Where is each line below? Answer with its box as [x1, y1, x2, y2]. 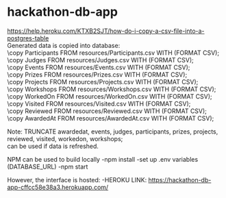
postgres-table [7, 34, 49, 42]
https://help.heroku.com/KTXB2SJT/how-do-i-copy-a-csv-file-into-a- [7, 27, 205, 35]
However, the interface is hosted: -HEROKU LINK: [7, 175, 147, 184]
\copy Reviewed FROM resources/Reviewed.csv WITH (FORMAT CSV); [7, 107, 208, 115]
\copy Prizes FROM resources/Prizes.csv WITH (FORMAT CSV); [7, 70, 188, 79]
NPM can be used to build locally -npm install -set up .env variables [7, 155, 199, 163]
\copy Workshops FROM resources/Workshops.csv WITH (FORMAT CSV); [7, 85, 216, 93]
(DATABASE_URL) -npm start [7, 162, 88, 171]
